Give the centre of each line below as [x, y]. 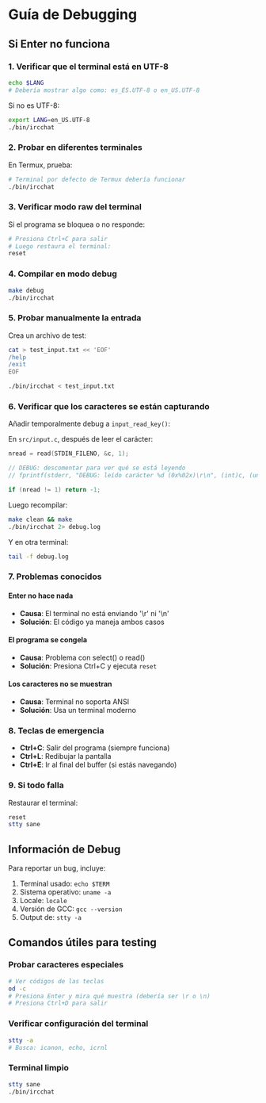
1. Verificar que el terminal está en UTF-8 [88, 67]
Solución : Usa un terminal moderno [78, 710]
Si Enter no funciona [59, 44]
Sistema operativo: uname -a [65, 892]
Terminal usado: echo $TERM [65, 884]
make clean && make [40, 519]
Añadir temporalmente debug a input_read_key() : [89, 424]
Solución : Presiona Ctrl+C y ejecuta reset [88, 666]
